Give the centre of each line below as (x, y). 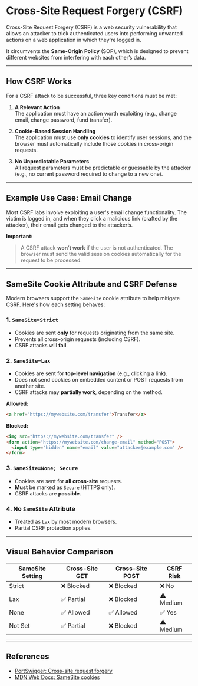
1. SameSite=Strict (32, 320)
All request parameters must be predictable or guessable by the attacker (103, 168)
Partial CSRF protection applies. (53, 528)
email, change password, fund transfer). (63, 120)
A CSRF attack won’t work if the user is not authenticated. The (97, 247)
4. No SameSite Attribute (41, 508)
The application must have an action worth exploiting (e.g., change (95, 113)
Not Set (20, 625)
